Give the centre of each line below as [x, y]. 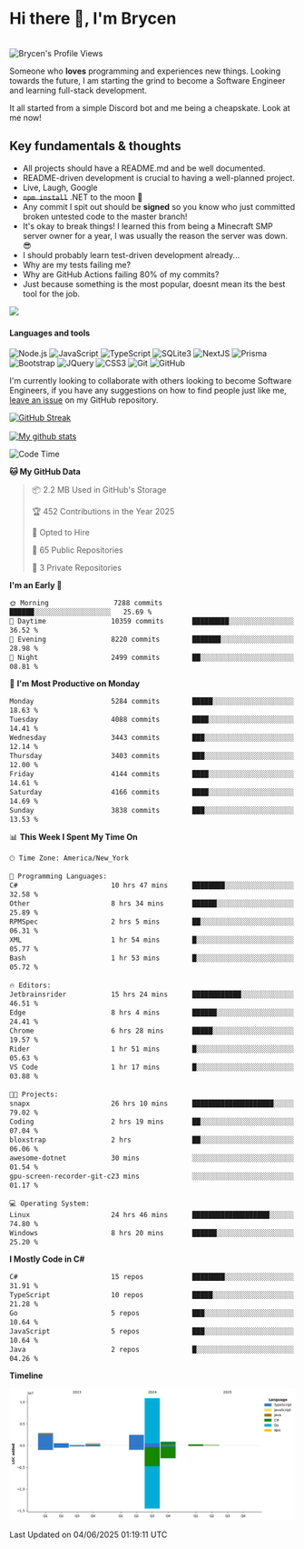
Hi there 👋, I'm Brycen [93, 19]
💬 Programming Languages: [58, 876]
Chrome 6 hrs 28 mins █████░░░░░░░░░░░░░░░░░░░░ [152, 1031]
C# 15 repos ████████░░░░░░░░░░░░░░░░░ [152, 1276]
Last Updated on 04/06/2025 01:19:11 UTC [88, 1534]
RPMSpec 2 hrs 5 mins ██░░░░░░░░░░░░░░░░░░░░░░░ [152, 922]
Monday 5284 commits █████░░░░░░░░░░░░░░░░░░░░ [152, 701]
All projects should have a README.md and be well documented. [144, 168]
